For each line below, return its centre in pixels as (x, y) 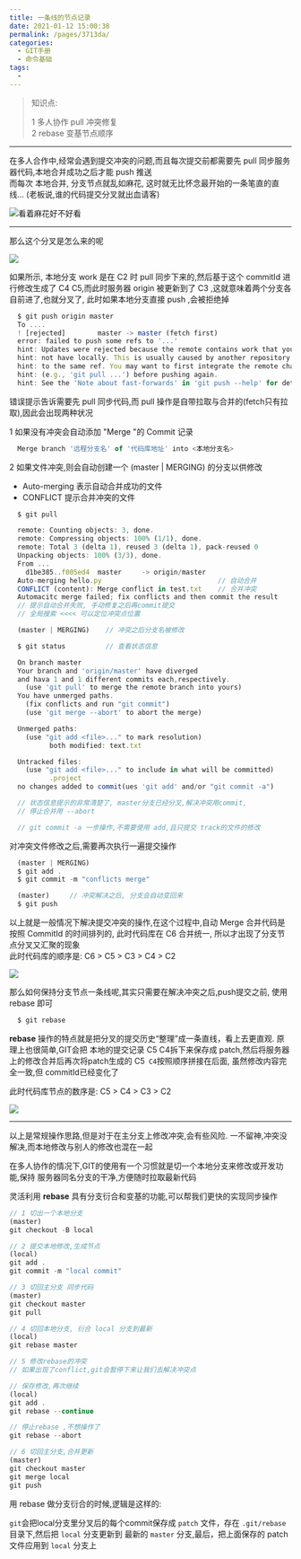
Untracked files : (50, 762)
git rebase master (43, 1345)
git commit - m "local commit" (66, 1272)
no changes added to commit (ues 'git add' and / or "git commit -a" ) (146, 787)
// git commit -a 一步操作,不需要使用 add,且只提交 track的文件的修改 (139, 827)
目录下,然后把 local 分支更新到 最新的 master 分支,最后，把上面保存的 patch (149, 1534)
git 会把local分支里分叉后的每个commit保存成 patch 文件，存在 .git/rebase (148, 1522)
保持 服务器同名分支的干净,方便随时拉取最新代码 (108, 1176)
